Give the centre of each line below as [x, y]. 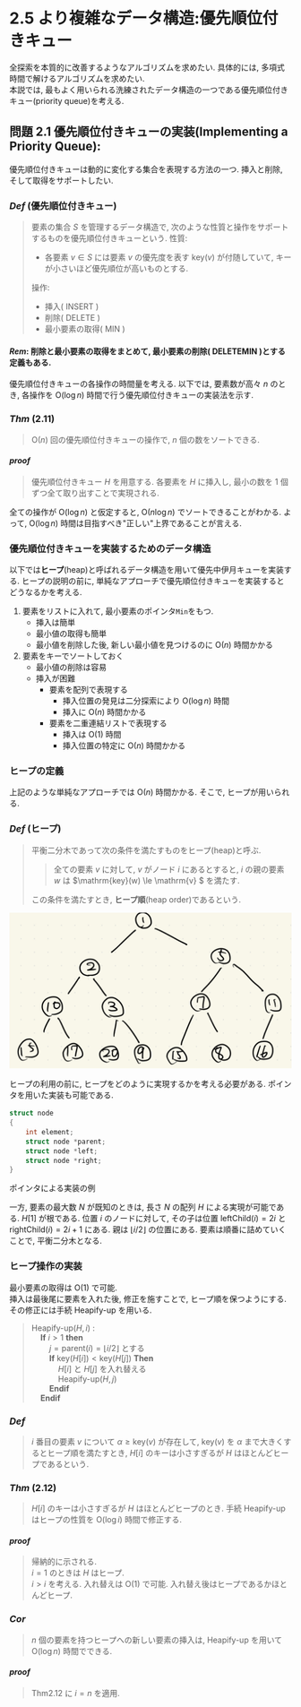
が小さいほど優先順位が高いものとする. [116, 269]
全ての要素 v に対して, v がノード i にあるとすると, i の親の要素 [169, 869]
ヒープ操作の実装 [46, 1266]
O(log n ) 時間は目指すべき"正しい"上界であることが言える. [135, 523]
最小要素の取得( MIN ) [85, 329]
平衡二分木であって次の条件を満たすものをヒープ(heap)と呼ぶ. [146, 850]
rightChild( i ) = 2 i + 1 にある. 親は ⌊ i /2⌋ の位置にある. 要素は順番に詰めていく [148, 1229]
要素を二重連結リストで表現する [108, 723]
